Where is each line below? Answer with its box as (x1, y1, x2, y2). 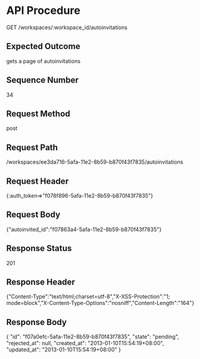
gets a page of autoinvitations (6, 57, 81, 64)
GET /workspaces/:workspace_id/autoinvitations (6, 24, 128, 31)
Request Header (6, 176, 69, 186)
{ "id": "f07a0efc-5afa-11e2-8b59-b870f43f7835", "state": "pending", (6, 333, 179, 340)
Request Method (6, 109, 71, 119)
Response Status (6, 243, 72, 253)
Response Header (6, 277, 76, 287)
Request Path (6, 142, 58, 152)
